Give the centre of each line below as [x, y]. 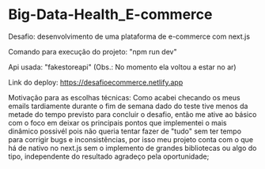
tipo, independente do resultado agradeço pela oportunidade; [109, 156]
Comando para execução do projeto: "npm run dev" [93, 51]
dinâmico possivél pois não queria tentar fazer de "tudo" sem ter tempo [125, 131]
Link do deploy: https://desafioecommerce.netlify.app [96, 82]
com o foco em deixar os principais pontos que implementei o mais [117, 122]
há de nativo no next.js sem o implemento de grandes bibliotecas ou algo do [132, 148]
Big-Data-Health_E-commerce [110, 15]
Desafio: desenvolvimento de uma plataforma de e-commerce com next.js [129, 36]
